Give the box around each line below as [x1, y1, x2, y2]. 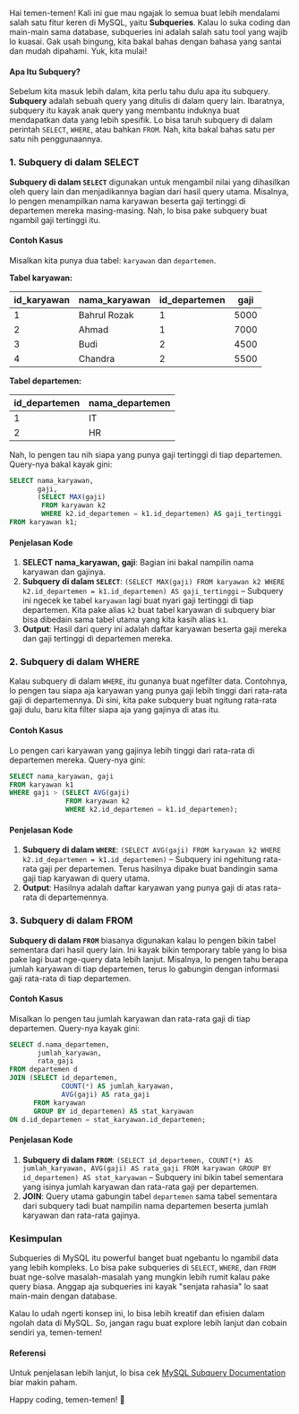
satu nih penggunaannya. [9, 134, 103, 144]
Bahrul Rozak [78, 308, 134, 321]
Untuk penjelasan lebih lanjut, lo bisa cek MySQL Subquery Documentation [9, 1367, 286, 1378]
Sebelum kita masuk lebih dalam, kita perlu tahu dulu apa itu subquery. [9, 86, 270, 97]
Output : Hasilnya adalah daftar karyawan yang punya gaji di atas [21, 883, 261, 893]
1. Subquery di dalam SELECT [9, 156, 141, 168]
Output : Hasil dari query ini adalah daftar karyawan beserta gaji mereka [21, 624, 287, 634]
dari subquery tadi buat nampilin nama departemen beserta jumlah [21, 1200, 269, 1211]
